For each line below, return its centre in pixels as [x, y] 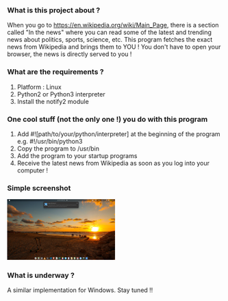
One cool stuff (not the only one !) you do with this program [107, 119]
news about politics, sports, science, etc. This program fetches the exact [110, 40]
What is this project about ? [54, 10]
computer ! [33, 170]
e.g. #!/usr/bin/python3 [50, 141]
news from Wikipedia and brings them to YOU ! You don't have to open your [114, 47]
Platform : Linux [39, 87]
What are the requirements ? [55, 72]
